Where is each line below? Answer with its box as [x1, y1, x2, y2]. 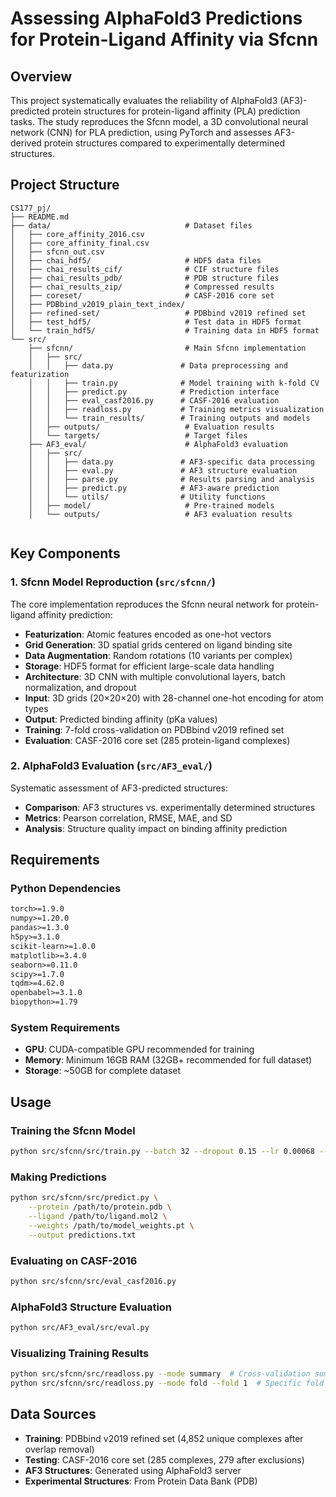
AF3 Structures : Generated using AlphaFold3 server [24, 1464, 242, 1476]
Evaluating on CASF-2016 [10, 1253, 138, 1267]
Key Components [10, 545, 121, 562]
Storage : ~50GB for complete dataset [24, 1065, 182, 1077]
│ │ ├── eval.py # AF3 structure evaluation [28, 465, 298, 476]
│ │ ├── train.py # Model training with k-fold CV [28, 378, 320, 388]
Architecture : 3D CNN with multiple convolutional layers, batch [24, 670, 286, 682]
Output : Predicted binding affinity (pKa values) [24, 713, 218, 725]
